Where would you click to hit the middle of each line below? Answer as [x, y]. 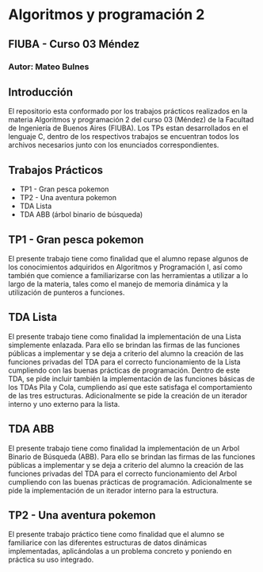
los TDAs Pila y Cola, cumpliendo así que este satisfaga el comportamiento [130, 387]
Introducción [41, 92]
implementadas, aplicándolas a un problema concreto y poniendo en [120, 551]
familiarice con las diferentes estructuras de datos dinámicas [108, 543]
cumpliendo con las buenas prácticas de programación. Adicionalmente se [130, 481]
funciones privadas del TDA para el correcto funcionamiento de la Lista [124, 361]
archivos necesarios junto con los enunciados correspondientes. [114, 145]
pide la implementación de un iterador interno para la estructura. [114, 490]
